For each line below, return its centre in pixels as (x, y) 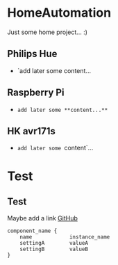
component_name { (32, 231)
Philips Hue (32, 54)
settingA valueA (54, 243)
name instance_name (65, 237)
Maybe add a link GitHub (42, 218)
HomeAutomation (59, 13)
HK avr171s (31, 131)
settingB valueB (54, 249)
